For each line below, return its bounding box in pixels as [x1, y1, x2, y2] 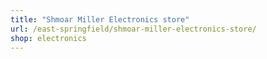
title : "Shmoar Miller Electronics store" [10, 14, 190, 25]
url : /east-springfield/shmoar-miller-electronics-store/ [10, 24, 257, 34]
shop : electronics [10, 33, 87, 43]
